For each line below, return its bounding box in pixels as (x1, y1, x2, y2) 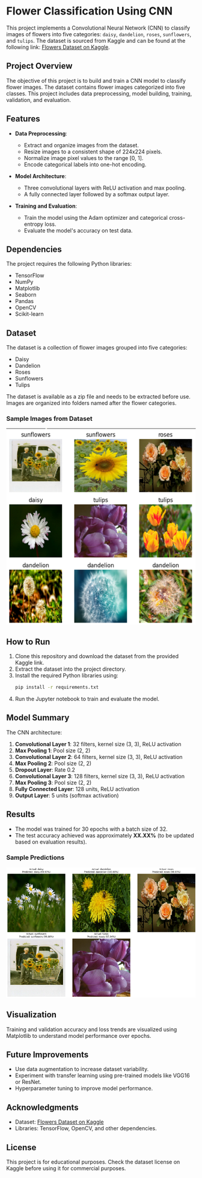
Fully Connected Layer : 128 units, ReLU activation (14, 785, 140, 792)
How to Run (6, 636, 50, 647)
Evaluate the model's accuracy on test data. (23, 226, 133, 234)
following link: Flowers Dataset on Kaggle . (6, 43, 110, 51)
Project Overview (6, 61, 73, 71)
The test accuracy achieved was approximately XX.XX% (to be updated (14, 831, 194, 839)
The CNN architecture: (6, 729, 62, 736)
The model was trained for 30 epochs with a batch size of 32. (14, 825, 168, 833)
